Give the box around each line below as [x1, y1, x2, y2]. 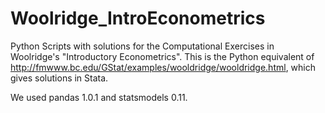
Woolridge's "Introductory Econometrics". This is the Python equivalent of [10, 50, 315, 62]
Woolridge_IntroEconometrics [10, 7, 266, 30]
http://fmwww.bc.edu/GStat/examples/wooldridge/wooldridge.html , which [10, 61, 316, 73]
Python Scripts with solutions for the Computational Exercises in [10, 40, 275, 52]
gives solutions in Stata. [10, 72, 109, 84]
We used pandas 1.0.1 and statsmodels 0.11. [10, 91, 188, 103]
